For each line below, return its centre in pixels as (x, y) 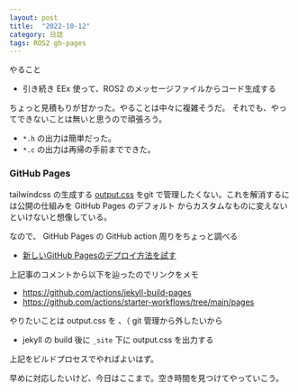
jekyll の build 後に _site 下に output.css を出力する (118, 340)
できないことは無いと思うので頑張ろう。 (92, 119)
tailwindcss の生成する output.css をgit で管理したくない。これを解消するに (149, 194)
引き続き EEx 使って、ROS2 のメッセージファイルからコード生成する (149, 89)
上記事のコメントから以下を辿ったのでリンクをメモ (104, 274)
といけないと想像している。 (61, 216)
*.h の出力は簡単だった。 (69, 138)
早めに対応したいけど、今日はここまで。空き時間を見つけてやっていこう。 (147, 378)
